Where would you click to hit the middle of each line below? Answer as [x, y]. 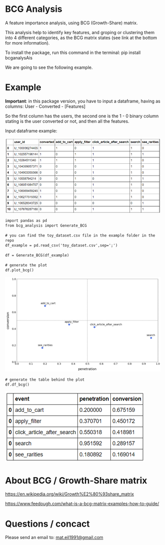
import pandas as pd [26, 221]
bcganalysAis [19, 57]
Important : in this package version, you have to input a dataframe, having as [83, 101]
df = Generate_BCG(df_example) [37, 255]
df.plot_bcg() [20, 270]
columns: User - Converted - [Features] [45, 106]
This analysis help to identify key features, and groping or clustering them [80, 32]
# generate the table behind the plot [45, 380]
